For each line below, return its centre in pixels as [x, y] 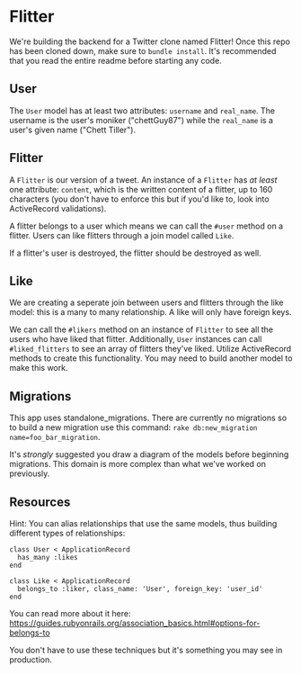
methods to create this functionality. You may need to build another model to [151, 358]
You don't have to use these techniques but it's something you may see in [146, 650]
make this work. [39, 368]
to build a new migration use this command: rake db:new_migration [133, 427]
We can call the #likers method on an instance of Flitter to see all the [142, 329]
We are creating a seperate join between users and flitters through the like [147, 302]
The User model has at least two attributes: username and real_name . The [142, 111]
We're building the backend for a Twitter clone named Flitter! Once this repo [150, 41]
